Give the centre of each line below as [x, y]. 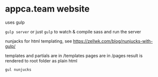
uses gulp [15, 22]
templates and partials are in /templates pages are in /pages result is [74, 55]
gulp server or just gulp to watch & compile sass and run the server [73, 31]
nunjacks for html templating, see [39, 41]
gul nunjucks [18, 69]
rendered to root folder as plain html [41, 61]
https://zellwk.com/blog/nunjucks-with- [113, 41]
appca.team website [47, 9]
